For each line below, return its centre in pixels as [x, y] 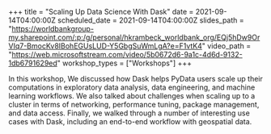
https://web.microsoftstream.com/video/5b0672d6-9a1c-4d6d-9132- [127, 54]
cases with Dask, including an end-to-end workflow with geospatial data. [130, 121]
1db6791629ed [33, 63]
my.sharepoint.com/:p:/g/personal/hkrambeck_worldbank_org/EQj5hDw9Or [134, 37]
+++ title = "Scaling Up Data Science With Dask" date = [101, 12]
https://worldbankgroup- [53, 29]
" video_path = [227, 46]
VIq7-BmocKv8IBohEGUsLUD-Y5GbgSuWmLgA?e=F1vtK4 [105, 46]
